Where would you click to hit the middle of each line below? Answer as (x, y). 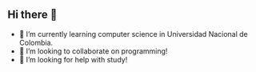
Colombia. (36, 42)
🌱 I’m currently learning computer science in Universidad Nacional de (134, 34)
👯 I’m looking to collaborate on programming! (93, 51)
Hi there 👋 (32, 15)
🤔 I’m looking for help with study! (73, 59)
